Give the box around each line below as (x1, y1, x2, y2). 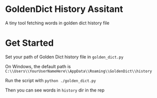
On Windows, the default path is (5, 63, 71, 69)
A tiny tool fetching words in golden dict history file (5, 20, 110, 26)
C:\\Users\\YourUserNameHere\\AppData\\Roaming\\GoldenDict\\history (5, 69, 153, 74)
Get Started (5, 37, 54, 49)
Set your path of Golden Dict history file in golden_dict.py (5, 54, 124, 60)
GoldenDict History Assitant (5, 3, 123, 15)
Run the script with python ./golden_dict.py (5, 77, 96, 83)
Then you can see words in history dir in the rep (5, 87, 105, 93)
